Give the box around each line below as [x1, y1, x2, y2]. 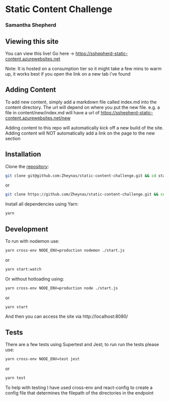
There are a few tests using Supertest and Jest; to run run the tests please [5, 342, 159, 348]
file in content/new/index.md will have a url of [5, 109, 100, 115]
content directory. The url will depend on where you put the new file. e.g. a [5, 104, 160, 110]
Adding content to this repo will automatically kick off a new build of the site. [5, 124, 164, 130]
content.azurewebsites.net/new [5, 115, 71, 121]
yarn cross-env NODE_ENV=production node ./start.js [5, 286, 118, 291]
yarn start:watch [5, 266, 42, 272]
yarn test [5, 375, 26, 381]
